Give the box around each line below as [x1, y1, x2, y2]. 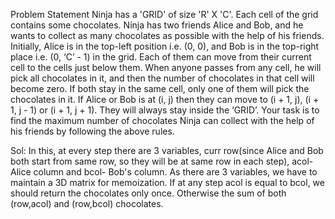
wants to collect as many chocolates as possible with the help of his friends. [10, 30, 325, 41]
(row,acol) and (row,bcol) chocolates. [10, 198, 164, 209]
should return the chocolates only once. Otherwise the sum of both [10, 187, 287, 199]
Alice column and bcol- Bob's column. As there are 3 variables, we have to [10, 166, 318, 178]
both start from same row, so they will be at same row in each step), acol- [10, 155, 314, 167]
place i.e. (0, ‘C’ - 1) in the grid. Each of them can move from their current [10, 51, 312, 63]
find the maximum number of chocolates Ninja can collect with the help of [10, 115, 315, 126]
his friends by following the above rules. [10, 125, 175, 137]
